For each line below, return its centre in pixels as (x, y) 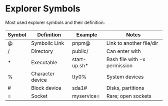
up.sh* (80, 65)
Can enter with (124, 51)
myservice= (86, 96)
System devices (125, 77)
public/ (80, 51)
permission (120, 65)
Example (87, 34)
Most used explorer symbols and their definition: (55, 22)
